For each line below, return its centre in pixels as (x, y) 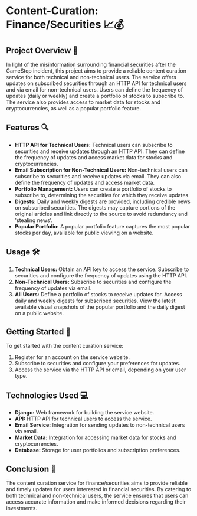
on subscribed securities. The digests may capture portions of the (95, 207)
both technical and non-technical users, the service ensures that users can (97, 496)
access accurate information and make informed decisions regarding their (96, 502)
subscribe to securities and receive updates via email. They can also (98, 176)
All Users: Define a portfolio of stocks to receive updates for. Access (98, 294)
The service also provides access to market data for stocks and (83, 102)
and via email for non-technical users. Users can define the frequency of (94, 89)
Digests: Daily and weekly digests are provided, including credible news (102, 201)
